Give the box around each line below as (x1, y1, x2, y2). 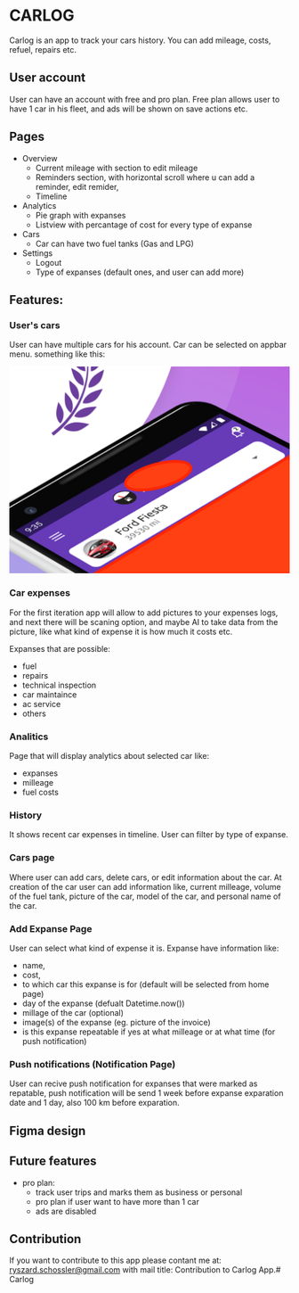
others (21, 708, 46, 719)
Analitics (9, 730, 49, 743)
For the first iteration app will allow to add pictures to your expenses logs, (9, 607, 279, 618)
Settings (21, 247, 53, 259)
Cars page (9, 852, 55, 864)
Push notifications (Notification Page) (9, 1058, 176, 1070)
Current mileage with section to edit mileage (35, 162, 198, 173)
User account (9, 70, 86, 86)
